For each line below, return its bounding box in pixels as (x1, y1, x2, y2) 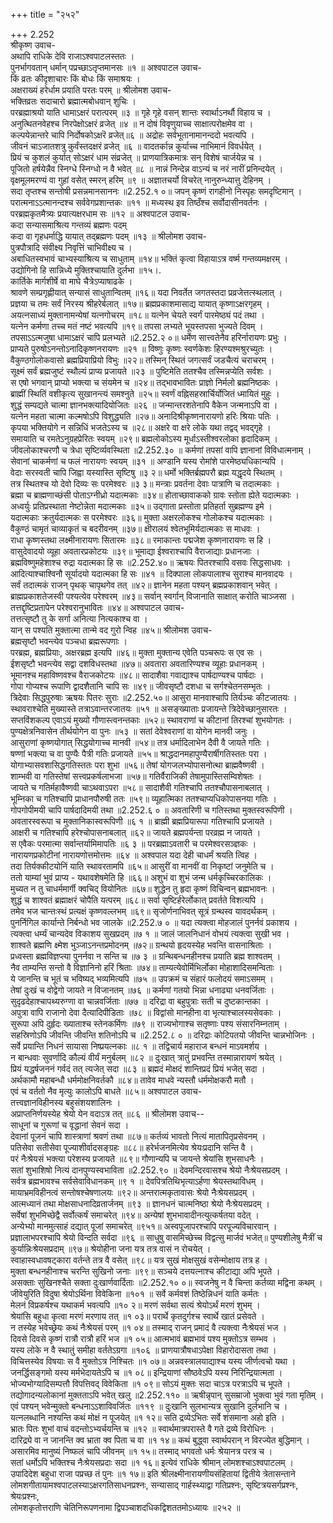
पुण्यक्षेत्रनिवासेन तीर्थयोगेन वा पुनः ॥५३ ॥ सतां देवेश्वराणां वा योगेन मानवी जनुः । (10, 725, 257, 737)
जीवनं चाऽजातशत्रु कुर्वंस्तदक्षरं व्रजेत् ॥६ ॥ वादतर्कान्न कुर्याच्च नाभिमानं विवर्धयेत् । (10, 140, 263, 152)
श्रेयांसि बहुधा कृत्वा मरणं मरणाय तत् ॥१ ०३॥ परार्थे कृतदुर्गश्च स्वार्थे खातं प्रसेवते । (10, 1310, 265, 1322)
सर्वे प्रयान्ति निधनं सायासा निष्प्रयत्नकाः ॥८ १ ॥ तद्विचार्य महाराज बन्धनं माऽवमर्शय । (10, 1040, 268, 1052)
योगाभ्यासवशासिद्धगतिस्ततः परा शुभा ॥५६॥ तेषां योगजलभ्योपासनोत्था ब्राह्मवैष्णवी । (10, 759, 265, 771)
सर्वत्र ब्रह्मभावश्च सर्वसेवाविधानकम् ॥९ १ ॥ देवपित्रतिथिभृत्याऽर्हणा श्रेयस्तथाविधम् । (10, 1175, 265, 1187)
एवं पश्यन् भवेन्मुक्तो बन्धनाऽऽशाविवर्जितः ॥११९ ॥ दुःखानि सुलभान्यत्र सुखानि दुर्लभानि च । (10, 1400, 288, 1412)
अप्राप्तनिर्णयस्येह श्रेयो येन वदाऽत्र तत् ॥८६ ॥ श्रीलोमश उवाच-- (10, 1108, 205, 1119)
